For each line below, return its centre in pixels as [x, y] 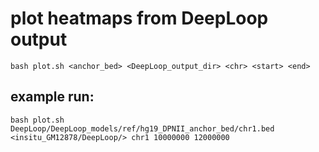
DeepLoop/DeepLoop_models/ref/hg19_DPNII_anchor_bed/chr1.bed [142, 128]
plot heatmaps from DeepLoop [139, 18]
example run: [52, 97]
